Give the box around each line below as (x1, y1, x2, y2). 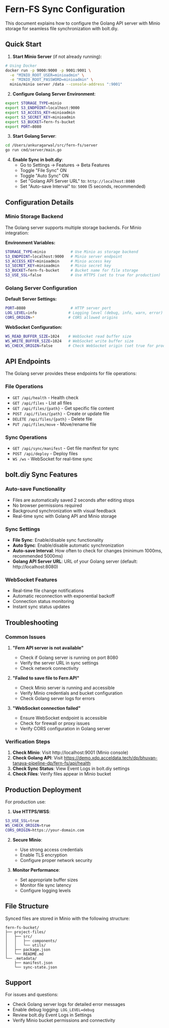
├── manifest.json (14, 960, 53, 965)
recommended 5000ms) (12, 553, 63, 559)
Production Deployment (5, 786, 81, 794)
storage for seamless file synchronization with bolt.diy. (5, 25, 119, 31)
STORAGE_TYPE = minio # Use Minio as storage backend (5, 249, 138, 254)
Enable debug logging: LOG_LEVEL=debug (12, 1007, 95, 1013)
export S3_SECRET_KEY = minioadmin (5, 115, 75, 120)
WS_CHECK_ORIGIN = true (5, 823, 51, 828)
